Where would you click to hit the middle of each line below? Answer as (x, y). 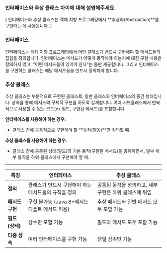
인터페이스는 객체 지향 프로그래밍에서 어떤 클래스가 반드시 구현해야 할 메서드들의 (83, 52)
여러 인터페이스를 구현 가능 (58, 239)
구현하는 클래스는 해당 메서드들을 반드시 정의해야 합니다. (65, 70)
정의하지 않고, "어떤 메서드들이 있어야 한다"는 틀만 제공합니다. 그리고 (72, 64)
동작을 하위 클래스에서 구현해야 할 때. (53, 157)
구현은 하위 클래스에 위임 (125, 192)
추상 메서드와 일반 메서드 (125, 201)
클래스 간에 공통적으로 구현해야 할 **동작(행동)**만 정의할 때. (71, 130)
